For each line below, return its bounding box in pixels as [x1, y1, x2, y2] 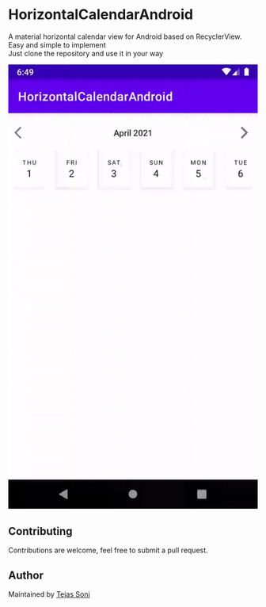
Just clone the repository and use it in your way [8, 48, 164, 58]
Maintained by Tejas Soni [8, 590, 90, 599]
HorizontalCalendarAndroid [8, 6, 194, 24]
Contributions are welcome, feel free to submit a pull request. [8, 545, 208, 555]
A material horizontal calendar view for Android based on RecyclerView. [8, 32, 242, 41]
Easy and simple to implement [8, 40, 107, 49]
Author [8, 568, 44, 582]
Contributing [8, 525, 73, 538]
